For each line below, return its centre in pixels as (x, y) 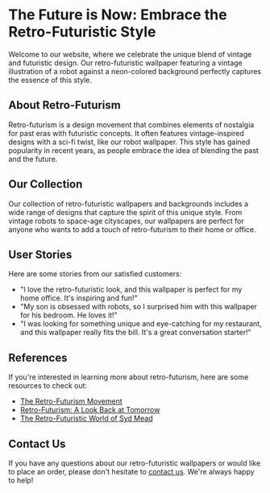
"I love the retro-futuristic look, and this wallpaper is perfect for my (131, 290)
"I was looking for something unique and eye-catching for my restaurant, (141, 324)
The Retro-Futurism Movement (71, 401)
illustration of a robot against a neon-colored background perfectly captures (135, 71)
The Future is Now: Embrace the (118, 15)
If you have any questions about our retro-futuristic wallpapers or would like (135, 463)
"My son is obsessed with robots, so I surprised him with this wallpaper (139, 307)
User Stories (40, 254)
